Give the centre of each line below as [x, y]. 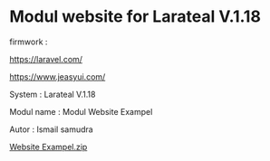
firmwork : [29, 42]
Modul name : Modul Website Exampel [81, 111]
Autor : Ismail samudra [51, 129]
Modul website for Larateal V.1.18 [135, 17]
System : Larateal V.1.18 [53, 94]
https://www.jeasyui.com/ [58, 76]
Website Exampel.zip [48, 147]
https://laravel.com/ [46, 59]
